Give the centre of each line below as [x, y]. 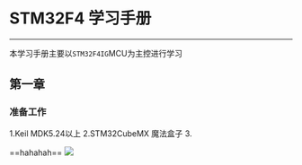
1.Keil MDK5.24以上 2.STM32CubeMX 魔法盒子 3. [101, 133]
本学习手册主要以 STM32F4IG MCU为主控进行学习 [96, 53]
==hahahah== [36, 152]
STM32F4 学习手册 [80, 18]
